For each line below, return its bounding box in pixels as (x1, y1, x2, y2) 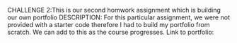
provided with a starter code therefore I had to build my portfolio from (7, 21, 210, 28)
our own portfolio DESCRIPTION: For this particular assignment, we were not (7, 13, 230, 21)
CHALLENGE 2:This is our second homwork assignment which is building (7, 6, 221, 14)
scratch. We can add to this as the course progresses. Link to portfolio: (7, 28, 214, 36)
